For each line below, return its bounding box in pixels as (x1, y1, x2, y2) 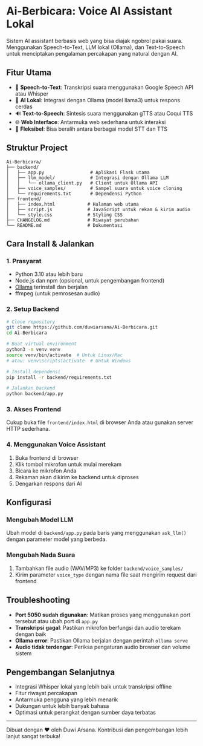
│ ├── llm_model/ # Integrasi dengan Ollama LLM (6, 174, 169, 181)
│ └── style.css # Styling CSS (6, 212, 123, 218)
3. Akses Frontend (6, 405, 62, 414)
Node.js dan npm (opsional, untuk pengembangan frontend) (14, 277, 165, 284)
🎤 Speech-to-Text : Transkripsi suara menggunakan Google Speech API (14, 83, 194, 91)
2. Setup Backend (6, 305, 59, 313)
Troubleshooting (6, 595, 71, 606)
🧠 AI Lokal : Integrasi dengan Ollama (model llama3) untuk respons (14, 96, 180, 103)
